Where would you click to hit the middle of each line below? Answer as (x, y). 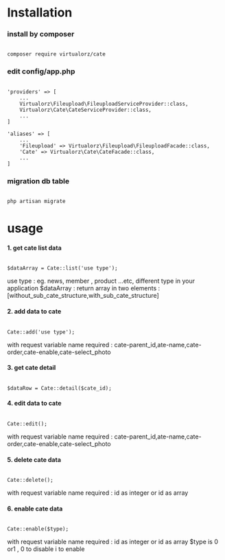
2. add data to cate (34, 312)
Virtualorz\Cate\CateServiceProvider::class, (86, 110)
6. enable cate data (35, 509)
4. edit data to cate (34, 404)
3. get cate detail (32, 368)
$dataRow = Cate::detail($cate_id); (59, 388)
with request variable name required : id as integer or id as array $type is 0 (113, 542)
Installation (40, 13)
